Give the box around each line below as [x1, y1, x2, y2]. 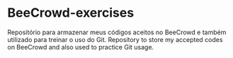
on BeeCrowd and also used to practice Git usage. [7, 43, 154, 51]
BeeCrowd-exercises [7, 5, 135, 21]
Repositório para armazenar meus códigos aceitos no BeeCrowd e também [7, 28, 227, 36]
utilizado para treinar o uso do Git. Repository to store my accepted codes [7, 35, 223, 43]
